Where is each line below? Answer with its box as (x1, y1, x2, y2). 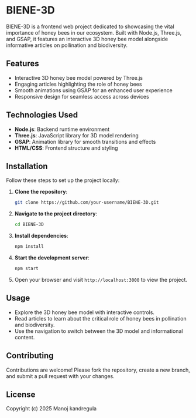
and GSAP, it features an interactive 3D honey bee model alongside (6, 35, 169, 42)
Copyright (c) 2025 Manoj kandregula (6, 405, 97, 412)
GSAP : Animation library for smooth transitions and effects (14, 138, 156, 145)
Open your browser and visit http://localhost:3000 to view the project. (14, 276, 187, 283)
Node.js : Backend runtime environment (14, 126, 110, 133)
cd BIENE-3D (14, 221, 44, 228)
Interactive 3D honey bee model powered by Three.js (14, 74, 143, 81)
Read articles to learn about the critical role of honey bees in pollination (14, 315, 187, 322)
